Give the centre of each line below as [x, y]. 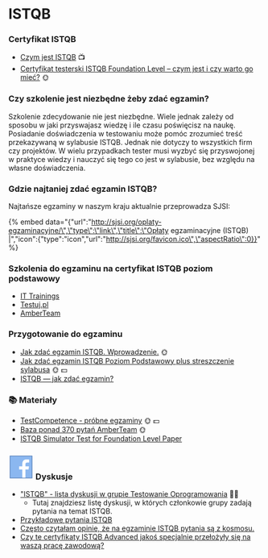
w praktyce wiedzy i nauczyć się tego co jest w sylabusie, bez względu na [132, 159]
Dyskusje [54, 477]
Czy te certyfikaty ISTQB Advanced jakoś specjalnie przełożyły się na [135, 537]
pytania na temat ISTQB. [72, 511]
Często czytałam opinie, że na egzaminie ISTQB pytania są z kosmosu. [137, 528]
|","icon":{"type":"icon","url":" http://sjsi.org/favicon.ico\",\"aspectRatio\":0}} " [134, 239]
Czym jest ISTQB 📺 [53, 57]
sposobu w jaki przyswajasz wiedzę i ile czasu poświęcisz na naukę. [122, 125]
